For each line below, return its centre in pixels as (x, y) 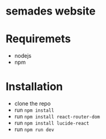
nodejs (23, 56)
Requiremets (38, 39)
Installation (34, 87)
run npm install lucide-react (52, 123)
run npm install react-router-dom (57, 117)
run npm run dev (34, 129)
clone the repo (33, 104)
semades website (51, 11)
